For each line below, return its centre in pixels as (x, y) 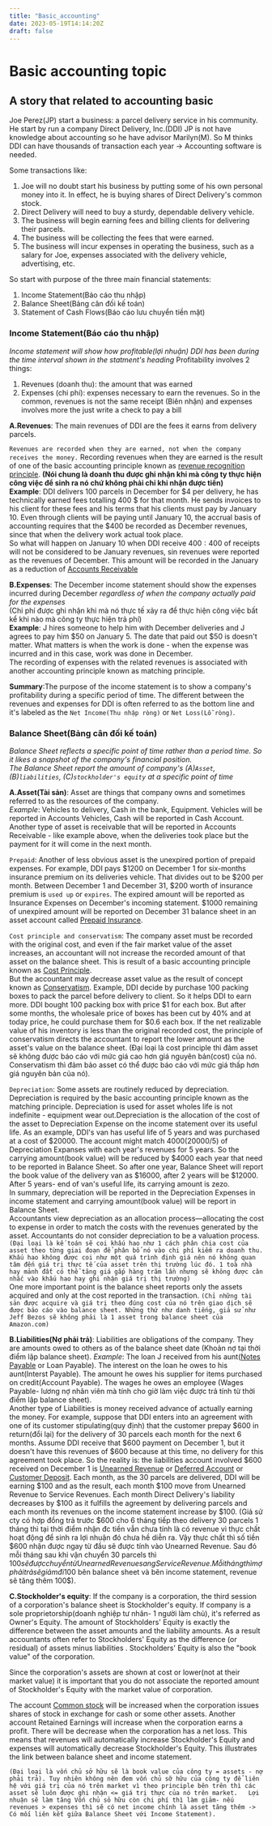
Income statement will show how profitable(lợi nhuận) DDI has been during (134, 351)
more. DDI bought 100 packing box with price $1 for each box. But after (127, 1004)
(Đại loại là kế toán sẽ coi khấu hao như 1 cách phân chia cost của (129, 1243)
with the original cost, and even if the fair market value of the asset (121, 944)
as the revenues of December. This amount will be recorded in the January (134, 560)
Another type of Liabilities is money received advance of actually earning (131, 1408)
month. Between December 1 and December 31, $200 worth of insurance (131, 885)
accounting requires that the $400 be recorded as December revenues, (128, 526)
